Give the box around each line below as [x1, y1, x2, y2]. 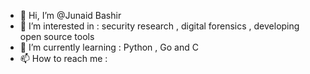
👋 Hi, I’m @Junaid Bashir [19, 10, 122, 21]
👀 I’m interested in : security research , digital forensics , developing [19, 20, 300, 32]
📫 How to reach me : [19, 53, 108, 64]
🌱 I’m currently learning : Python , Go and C [19, 41, 199, 53]
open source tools [19, 31, 95, 42]
